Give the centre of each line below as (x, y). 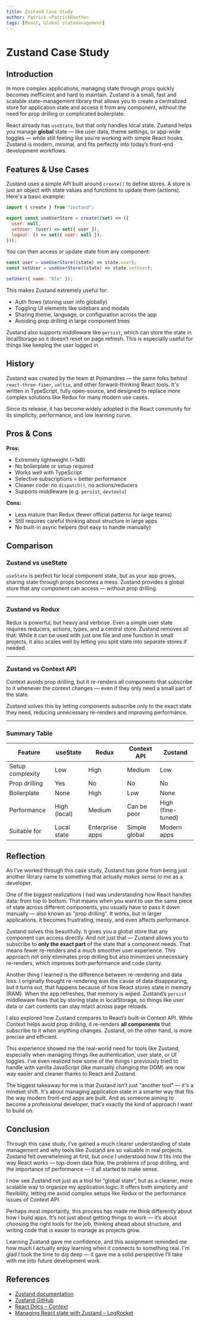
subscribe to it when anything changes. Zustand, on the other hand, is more (99, 1031)
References (28, 1279)
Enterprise (103, 827)
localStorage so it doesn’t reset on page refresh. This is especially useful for (100, 339)
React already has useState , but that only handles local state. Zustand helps (99, 125)
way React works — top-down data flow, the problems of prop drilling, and (98, 1162)
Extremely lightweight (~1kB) (50, 460)
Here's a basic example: (36, 197)
